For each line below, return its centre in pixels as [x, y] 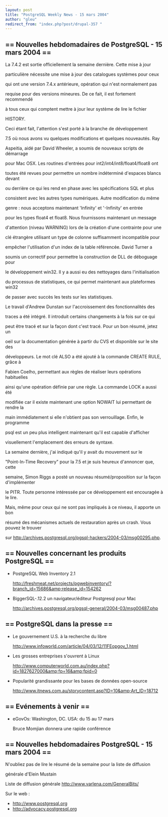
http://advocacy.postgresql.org [45, 809]
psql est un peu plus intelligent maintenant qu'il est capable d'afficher [77, 432]
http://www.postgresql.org [40, 803]
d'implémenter [20, 483]
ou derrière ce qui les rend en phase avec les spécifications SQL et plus [80, 188]
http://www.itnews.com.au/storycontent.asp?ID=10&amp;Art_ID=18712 [85, 691]
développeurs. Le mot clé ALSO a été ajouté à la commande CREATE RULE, [83, 357]
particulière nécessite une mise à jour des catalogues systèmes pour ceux [82, 74]
